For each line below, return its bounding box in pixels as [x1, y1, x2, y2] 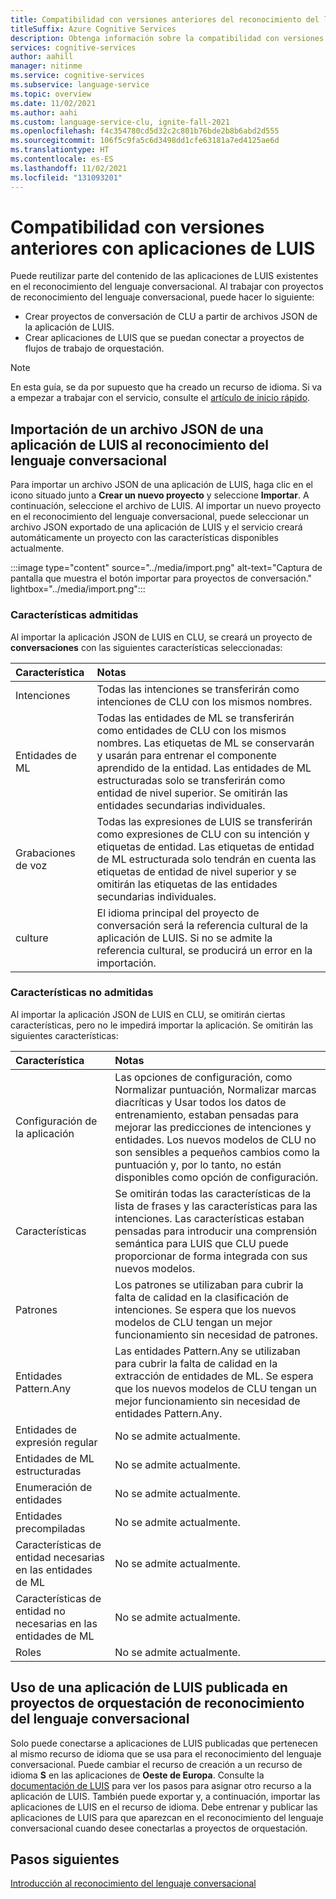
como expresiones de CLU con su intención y [96, 827, 310, 841]
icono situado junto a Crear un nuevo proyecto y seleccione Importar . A [10, 489, 310, 501]
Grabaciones [15, 846, 76, 860]
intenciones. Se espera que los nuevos [114, 1302, 297, 1316]
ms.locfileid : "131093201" [10, 172, 123, 183]
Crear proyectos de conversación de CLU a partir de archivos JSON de [24, 311, 318, 323]
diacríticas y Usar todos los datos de [114, 1095, 287, 1109]
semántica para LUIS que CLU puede [114, 1236, 289, 1250]
